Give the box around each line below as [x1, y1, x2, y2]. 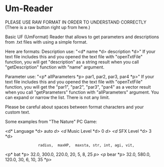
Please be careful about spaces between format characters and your [5, 104, 144, 110]
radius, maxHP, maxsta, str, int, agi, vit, [38, 143, 135, 147]
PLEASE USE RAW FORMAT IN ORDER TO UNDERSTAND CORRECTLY [5, 19, 147, 25]
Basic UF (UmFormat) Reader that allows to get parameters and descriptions [5, 34, 159, 40]
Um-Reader [5, 3, 53, 14]
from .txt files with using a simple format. [5, 39, 88, 45]
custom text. [5, 109, 30, 115]
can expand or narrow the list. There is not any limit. [5, 94, 110, 100]
